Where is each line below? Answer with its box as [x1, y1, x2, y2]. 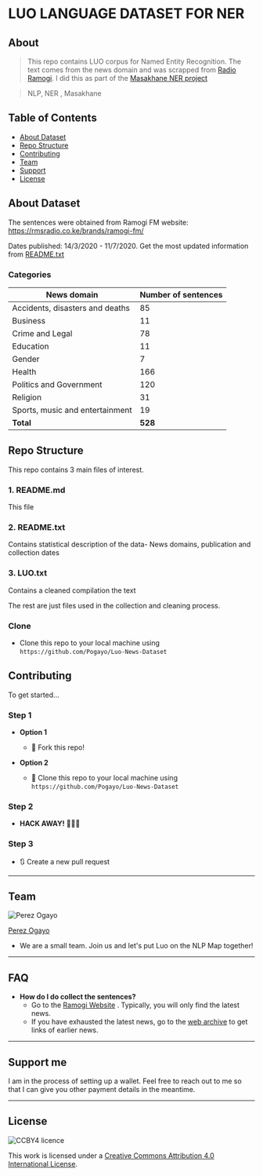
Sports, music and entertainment [12, 404, 132, 415]
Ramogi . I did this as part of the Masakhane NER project [27, 74, 208, 82]
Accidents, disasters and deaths [12, 302, 131, 313]
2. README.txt [8, 521, 66, 532]
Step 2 [8, 801, 34, 812]
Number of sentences [139, 289, 223, 300]
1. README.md [8, 484, 66, 495]
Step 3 [8, 838, 34, 849]
